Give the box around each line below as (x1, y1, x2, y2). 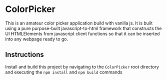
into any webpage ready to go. (5, 36, 68, 42)
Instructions (5, 50, 44, 59)
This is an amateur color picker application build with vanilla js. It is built (5, 20, 153, 26)
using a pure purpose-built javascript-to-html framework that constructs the (5, 25, 162, 31)
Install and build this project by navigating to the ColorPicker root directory (5, 63, 159, 69)
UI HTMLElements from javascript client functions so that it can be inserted (5, 30, 160, 36)
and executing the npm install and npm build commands (5, 69, 122, 75)
